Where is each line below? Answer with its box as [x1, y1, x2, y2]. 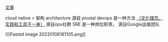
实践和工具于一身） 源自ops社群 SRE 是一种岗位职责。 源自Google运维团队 [5, 21, 159, 27]
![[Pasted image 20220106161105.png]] [5, 31, 86, 37]
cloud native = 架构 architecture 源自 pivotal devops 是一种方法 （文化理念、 [5, 15, 163, 21]
